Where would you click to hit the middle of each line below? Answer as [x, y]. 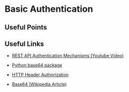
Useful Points [26, 27]
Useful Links [24, 44]
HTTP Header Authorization [40, 75]
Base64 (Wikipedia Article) [39, 84]
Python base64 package [37, 65]
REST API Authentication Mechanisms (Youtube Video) [68, 56]
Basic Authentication [49, 9]
